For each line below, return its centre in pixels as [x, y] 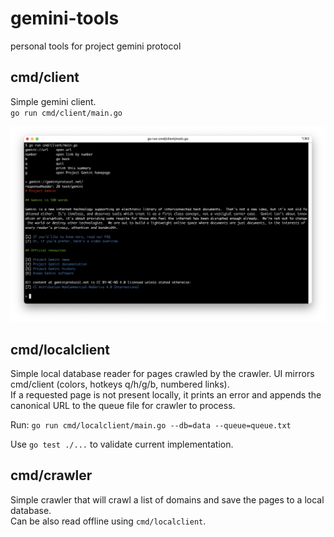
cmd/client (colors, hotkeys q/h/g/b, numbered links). [120, 384]
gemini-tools [65, 18]
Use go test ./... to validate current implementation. [122, 444]
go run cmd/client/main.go [66, 113]
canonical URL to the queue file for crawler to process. [123, 406]
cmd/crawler [51, 475]
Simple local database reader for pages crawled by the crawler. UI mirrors [162, 374]
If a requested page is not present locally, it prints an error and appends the [166, 395]
